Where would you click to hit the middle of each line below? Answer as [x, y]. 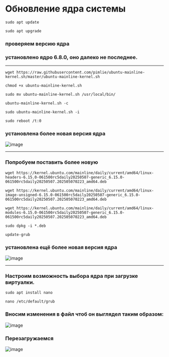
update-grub [18, 234]
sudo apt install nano [29, 293]
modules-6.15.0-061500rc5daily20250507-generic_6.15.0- [65, 212]
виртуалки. [20, 282]
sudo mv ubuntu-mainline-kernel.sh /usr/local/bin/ [60, 95]
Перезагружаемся [29, 338]
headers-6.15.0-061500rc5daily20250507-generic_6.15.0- [65, 177]
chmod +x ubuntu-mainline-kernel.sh [44, 86]
